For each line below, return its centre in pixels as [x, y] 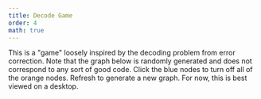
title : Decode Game [41, 15]
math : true [26, 30]
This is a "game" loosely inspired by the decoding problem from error [122, 53]
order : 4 [23, 23]
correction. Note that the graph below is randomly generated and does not [130, 61]
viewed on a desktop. [43, 86]
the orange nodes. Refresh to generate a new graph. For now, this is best [128, 78]
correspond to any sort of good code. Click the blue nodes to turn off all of [130, 70]
